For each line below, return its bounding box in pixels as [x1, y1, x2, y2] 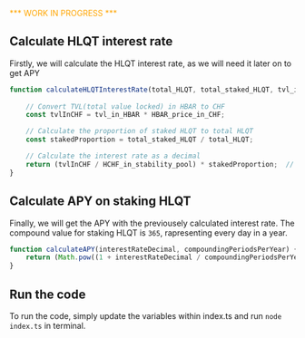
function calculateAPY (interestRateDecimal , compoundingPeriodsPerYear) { [9, 245, 299, 254]
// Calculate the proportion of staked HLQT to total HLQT [25, 127, 254, 136]
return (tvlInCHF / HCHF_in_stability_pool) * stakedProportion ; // [25, 159, 295, 169]
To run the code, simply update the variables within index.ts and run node [9, 310, 282, 321]
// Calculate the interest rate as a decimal [25, 151, 202, 161]
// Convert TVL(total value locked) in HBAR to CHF [25, 101, 225, 111]
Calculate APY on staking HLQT [9, 194, 192, 209]
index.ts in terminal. [9, 320, 86, 331]
